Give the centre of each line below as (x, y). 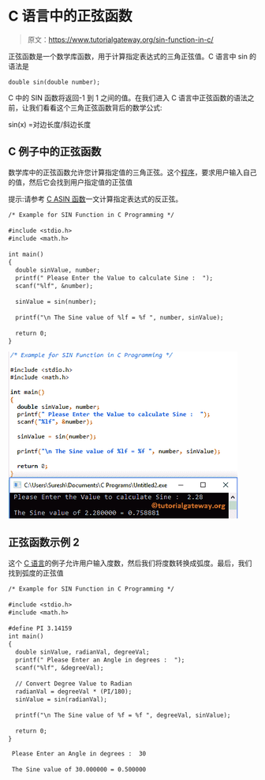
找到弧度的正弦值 (36, 572)
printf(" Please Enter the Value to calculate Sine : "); (114, 278)
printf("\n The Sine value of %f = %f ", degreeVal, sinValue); (123, 715)
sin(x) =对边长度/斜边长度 (50, 124)
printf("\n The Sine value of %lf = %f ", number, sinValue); (119, 317)
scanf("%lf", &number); (54, 286)
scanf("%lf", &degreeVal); (60, 668)
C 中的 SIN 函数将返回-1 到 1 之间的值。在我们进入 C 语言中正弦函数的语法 (128, 97)
